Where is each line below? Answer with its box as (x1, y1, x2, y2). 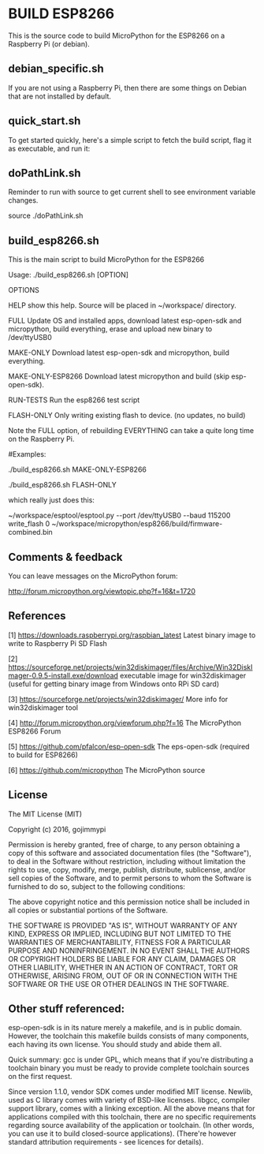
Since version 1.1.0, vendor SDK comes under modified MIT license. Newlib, (8, 1087, 254, 1096)
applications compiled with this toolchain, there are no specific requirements (8, 1112, 256, 1122)
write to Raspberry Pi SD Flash (8, 638, 108, 648)
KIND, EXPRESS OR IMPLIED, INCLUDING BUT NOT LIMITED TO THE (8, 928, 232, 939)
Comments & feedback (8, 550, 124, 564)
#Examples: (8, 450, 46, 459)
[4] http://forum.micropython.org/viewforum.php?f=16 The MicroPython (8, 718, 242, 727)
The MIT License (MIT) (8, 809, 83, 819)
